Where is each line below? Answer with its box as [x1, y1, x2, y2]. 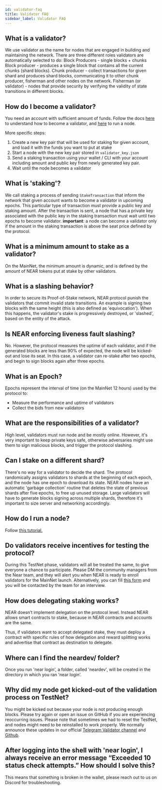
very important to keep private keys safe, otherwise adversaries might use [5, 437, 153, 443]
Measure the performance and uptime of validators [12, 400, 114, 406]
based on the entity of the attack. [5, 316, 72, 321]
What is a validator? [5, 34, 66, 42]
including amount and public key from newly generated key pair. [12, 160, 140, 166]
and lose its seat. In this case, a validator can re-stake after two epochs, [13, 353, 156, 359]
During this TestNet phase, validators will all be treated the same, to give [5, 562, 149, 568]
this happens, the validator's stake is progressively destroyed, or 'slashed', [5, 311, 154, 316]
